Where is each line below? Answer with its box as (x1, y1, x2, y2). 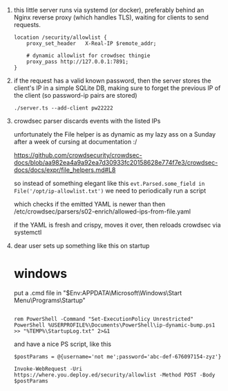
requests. (13, 21, 41, 28)
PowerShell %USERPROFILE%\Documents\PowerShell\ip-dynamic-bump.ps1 (13, 322, 216, 329)
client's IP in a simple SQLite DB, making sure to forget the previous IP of (13, 84, 221, 92)
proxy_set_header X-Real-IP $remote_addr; (26, 40, 157, 47)
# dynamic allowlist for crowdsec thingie (26, 52, 151, 59)
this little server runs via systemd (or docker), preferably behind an (13, 6, 205, 14)
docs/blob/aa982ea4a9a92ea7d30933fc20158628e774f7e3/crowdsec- (13, 159, 218, 166)
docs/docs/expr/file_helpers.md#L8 (13, 166, 116, 174)
